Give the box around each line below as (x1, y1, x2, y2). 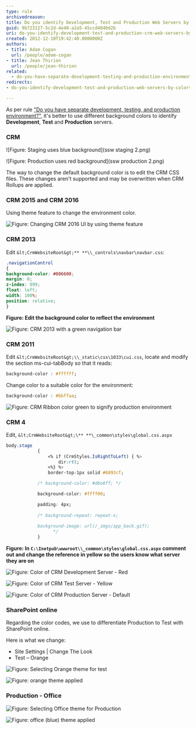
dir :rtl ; (58, 459, 80, 465)
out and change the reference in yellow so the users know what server (6, 551, 180, 558)
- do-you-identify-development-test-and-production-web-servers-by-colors (6, 85, 192, 91)
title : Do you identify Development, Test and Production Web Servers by (6, 19, 190, 25)
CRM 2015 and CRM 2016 (6, 196, 79, 204)
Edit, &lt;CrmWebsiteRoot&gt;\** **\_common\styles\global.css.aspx (6, 431, 173, 438)
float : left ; (6, 288, 38, 293)
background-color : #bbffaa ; (6, 393, 77, 399)
